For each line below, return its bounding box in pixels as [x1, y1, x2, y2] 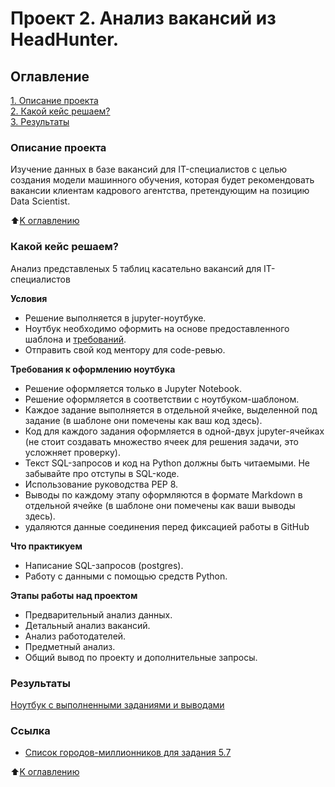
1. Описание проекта [10, 95, 99, 106]
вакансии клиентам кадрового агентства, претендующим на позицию [10, 185, 310, 197]
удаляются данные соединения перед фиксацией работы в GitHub [24, 520, 310, 532]
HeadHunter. [10, 28, 120, 51]
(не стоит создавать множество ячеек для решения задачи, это [24, 435, 299, 447]
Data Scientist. [10, 195, 71, 207]
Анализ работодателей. [24, 630, 127, 642]
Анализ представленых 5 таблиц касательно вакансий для [10, 262, 262, 274]
